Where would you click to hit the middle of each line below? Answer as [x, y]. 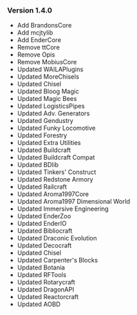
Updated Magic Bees [47, 99]
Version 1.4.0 [30, 10]
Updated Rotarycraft [46, 283]
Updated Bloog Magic [48, 91]
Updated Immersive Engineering [63, 209]
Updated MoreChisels [48, 77]
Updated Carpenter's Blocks [57, 260]
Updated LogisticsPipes [51, 106]
